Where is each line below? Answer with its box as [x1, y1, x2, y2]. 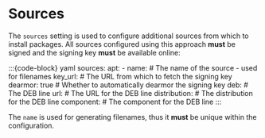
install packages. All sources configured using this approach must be [8, 39, 236, 48]
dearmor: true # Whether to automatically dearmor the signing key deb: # [8, 80, 249, 90]
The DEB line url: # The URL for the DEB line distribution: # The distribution [8, 88, 253, 98]
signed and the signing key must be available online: [8, 48, 181, 57]
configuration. [8, 121, 54, 130]
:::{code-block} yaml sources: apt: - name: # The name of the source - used [8, 63, 258, 72]
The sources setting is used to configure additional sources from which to [8, 31, 249, 40]
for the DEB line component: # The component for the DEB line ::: [8, 97, 222, 106]
